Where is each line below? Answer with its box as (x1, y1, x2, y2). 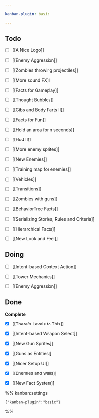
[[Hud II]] (12, 137, 31, 142)
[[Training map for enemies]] (12, 166, 71, 172)
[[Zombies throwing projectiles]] (12, 67, 78, 73)
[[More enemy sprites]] (12, 146, 60, 152)
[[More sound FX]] (12, 77, 50, 83)
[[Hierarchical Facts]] (12, 226, 56, 232)
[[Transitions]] (12, 186, 42, 192)
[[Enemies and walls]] (12, 370, 57, 376)
